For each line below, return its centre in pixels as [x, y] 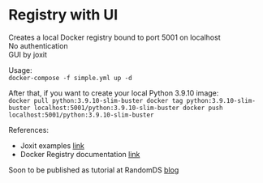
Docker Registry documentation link [80, 154]
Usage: [20, 70]
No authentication [38, 45]
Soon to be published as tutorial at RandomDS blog [94, 170]
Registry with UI [63, 15]
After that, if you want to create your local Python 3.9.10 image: [114, 93]
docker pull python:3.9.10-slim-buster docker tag [96, 100]
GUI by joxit [28, 54]
